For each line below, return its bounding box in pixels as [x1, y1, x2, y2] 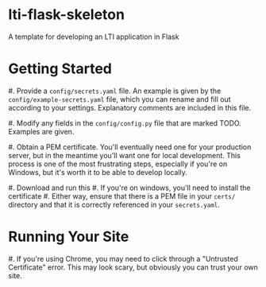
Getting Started [8, 60, 113, 78]
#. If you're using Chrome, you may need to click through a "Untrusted [8, 254, 238, 263]
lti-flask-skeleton [8, 6, 125, 24]
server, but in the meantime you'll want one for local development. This [8, 150, 241, 160]
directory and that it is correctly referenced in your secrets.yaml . [8, 200, 221, 209]
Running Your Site [8, 228, 129, 246]
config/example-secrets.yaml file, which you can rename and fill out [8, 94, 231, 104]
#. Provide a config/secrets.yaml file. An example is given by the [8, 86, 222, 95]
